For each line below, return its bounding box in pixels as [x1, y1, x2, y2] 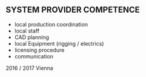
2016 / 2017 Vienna [5, 64, 54, 72]
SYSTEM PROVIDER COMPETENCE [5, 5, 140, 15]
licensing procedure [14, 46, 65, 54]
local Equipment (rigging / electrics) [14, 40, 104, 47]
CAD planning [14, 33, 50, 41]
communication [14, 52, 54, 60]
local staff [14, 27, 40, 34]
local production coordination [14, 20, 88, 28]
